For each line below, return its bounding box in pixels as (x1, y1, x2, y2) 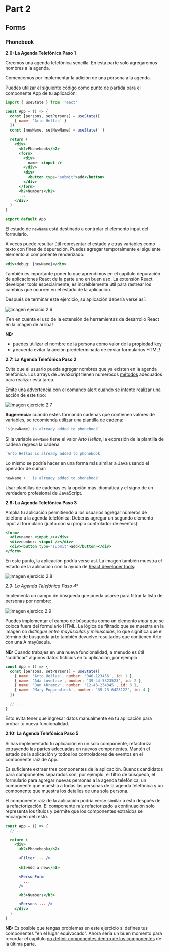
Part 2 (5, 3, 31, 15)
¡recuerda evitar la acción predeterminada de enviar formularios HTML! (12, 346, 160, 352)
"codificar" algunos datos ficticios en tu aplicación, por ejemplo (5, 654, 138, 660)
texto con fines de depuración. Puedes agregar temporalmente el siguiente (5, 246, 161, 252)
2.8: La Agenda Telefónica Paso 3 (5, 499, 77, 506)
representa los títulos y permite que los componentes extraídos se (5, 808, 143, 814)
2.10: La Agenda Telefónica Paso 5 (5, 730, 79, 737)
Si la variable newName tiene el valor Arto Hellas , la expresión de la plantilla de (5, 436, 164, 442)
